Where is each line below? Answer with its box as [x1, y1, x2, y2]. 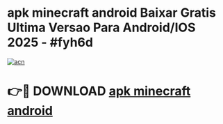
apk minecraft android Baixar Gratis [7, 5, 217, 21]
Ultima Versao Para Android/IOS [7, 20, 196, 36]
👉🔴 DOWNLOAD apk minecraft [7, 84, 191, 99]
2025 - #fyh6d [7, 35, 94, 50]
